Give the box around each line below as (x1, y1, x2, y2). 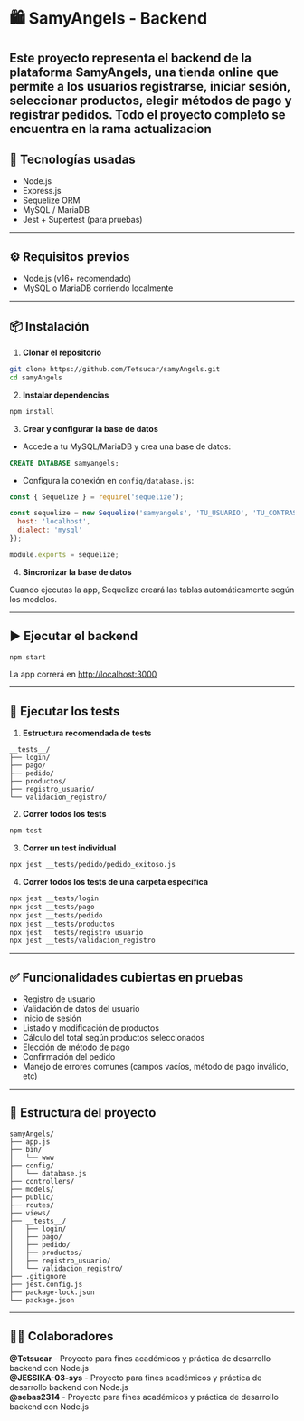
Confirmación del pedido (22, 1051, 116, 1062)
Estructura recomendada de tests (22, 727, 152, 739)
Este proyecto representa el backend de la (9, 50, 252, 65)
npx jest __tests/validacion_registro (9, 936, 156, 946)
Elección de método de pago (22, 1042, 130, 1052)
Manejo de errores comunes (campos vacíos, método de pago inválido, (22, 1061, 289, 1072)
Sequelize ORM (22, 195, 81, 206)
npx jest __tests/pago (9, 902, 95, 911)
